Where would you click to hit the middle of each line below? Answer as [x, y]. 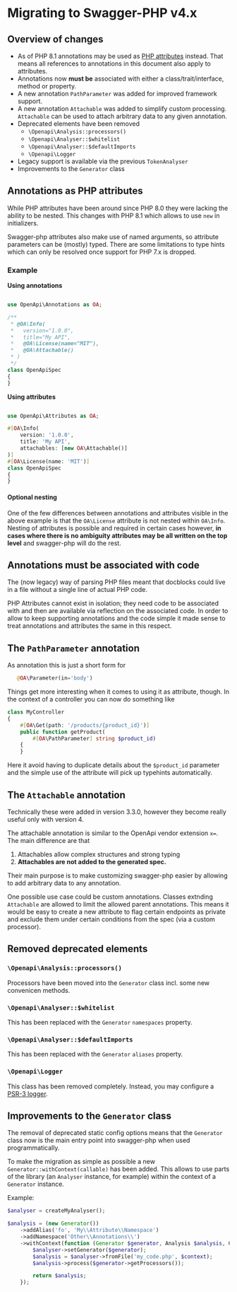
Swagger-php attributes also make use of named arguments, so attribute [113, 237]
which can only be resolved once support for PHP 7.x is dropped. [102, 252]
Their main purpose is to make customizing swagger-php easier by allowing [117, 875]
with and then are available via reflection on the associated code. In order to [118, 611]
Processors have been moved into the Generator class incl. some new [109, 983]
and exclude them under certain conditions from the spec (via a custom [111, 919]
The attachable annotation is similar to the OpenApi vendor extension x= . [113, 833]
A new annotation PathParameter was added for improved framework [117, 94]
